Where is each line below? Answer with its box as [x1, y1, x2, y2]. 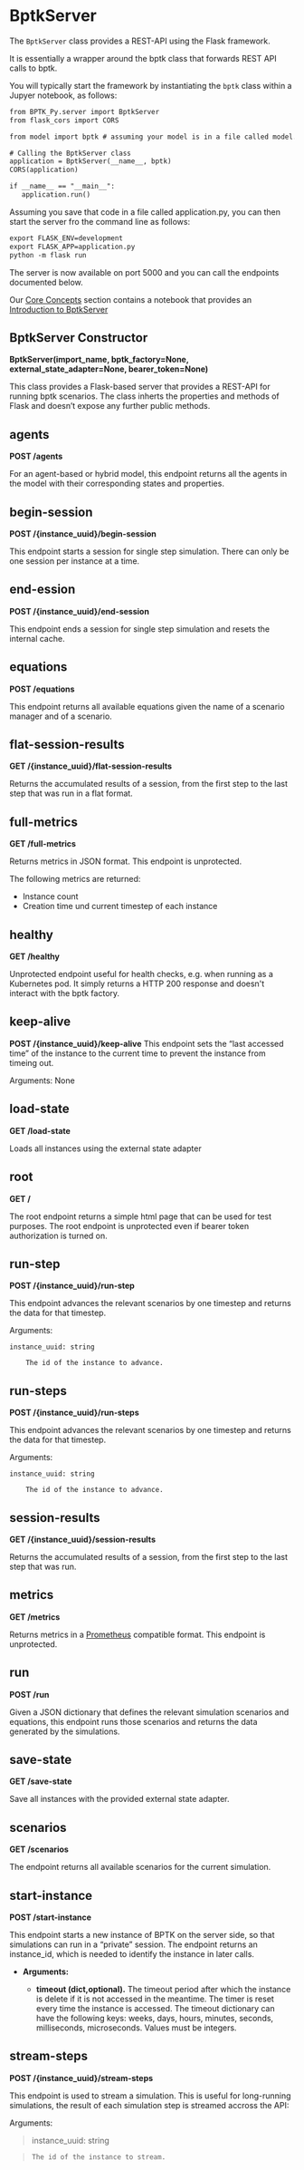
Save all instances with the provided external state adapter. [9, 1794, 230, 1805]
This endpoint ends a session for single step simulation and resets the [9, 623, 270, 635]
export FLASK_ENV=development [9, 233, 124, 243]
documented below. [9, 276, 83, 287]
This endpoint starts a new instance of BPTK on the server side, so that [9, 1930, 275, 1940]
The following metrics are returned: [9, 874, 141, 885]
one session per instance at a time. [9, 556, 140, 567]
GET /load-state [9, 1125, 71, 1136]
